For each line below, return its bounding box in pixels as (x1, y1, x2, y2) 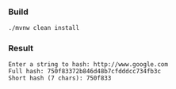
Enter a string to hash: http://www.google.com (8, 61, 169, 69)
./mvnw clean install (8, 24, 80, 32)
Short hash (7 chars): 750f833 (8, 74, 112, 83)
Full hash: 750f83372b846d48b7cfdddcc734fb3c (8, 68, 161, 76)
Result (8, 43, 34, 54)
